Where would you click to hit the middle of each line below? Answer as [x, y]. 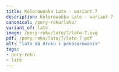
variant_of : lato [27, 28]
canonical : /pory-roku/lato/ [41, 22]
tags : [13, 49]
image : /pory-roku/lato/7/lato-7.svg [52, 33]
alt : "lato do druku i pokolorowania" [53, 44]
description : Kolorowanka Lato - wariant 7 [60, 17]
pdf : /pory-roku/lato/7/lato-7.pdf [49, 38]
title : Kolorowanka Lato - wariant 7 [52, 11]
